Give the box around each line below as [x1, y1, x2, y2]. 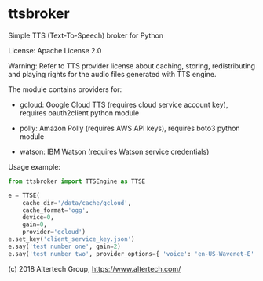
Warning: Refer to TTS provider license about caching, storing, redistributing [8, 60, 256, 71]
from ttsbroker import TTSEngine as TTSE [8, 177, 146, 185]
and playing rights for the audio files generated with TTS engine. [8, 69, 217, 78]
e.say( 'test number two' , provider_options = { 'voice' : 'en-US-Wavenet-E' [8, 250, 255, 257]
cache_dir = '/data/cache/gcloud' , [22, 199, 132, 206]
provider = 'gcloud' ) [22, 228, 86, 236]
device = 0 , [22, 213, 55, 221]
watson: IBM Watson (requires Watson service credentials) [19, 147, 210, 156]
